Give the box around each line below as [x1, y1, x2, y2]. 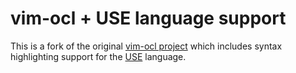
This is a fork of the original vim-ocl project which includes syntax [10, 40, 283, 52]
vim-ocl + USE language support [10, 7, 287, 30]
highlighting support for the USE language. [10, 50, 187, 62]
